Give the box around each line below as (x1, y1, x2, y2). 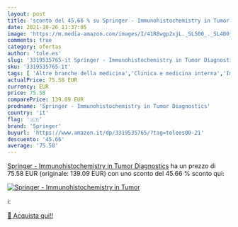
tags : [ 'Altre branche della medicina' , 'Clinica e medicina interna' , (7, 70, 223, 77)
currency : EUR (7, 83, 50, 90)
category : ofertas (7, 43, 62, 50)
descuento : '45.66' (7, 135, 65, 143)
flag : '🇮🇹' (7, 116, 42, 123)
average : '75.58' (7, 143, 59, 150)
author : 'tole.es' (7, 50, 62, 57)
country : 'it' (7, 109, 50, 116)
